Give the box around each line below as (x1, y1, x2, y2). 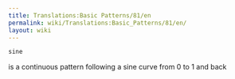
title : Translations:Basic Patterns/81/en (8, 11, 151, 20)
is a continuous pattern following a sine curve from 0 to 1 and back (8, 62, 227, 72)
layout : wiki (8, 26, 52, 34)
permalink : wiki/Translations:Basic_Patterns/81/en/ (8, 19, 187, 27)
